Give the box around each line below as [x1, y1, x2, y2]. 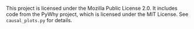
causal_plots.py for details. [6, 17, 73, 23]
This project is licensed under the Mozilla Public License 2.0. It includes [6, 5, 178, 11]
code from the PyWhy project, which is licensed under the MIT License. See [6, 11, 189, 18]
